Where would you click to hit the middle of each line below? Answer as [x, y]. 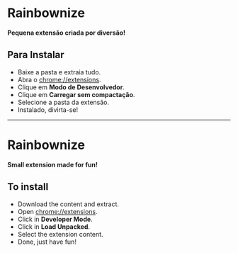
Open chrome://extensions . [57, 211]
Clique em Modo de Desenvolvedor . [71, 87]
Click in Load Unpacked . [54, 226]
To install [28, 187]
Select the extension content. [61, 234]
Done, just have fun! [47, 242]
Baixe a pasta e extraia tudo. [59, 72]
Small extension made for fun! [52, 164]
